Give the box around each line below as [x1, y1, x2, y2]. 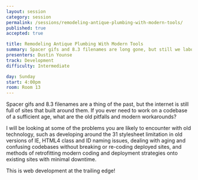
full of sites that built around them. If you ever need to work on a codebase [6, 107, 187, 114]
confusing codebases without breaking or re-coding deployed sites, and [6, 144, 181, 151]
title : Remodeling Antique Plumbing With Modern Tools [6, 41, 144, 47]
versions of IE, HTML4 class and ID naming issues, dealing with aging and [6, 137, 186, 144]
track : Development [6, 57, 54, 64]
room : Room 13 [6, 85, 41, 91]
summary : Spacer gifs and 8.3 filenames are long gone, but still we [6, 46, 181, 53]
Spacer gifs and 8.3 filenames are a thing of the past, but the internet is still [6, 101, 189, 108]
